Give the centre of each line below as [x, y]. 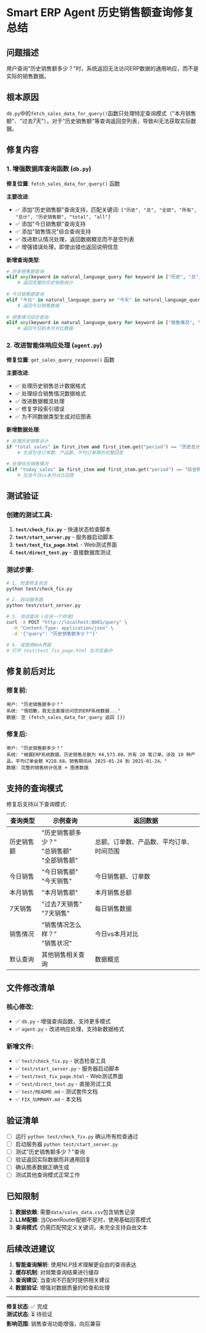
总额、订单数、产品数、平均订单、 [144, 842]
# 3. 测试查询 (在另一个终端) [40, 617]
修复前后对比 [31, 671]
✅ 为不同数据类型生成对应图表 [53, 417]
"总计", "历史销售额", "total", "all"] [63, 217]
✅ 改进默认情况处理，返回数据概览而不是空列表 [75, 239]
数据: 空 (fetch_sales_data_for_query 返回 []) [66, 718]
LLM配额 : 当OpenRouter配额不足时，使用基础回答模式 [83, 1220]
